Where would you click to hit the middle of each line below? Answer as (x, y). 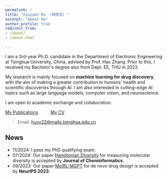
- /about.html (20, 38)
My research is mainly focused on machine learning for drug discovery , (80, 77)
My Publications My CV (35, 112)
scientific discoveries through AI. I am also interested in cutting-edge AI (79, 87)
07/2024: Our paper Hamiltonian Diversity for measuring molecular (81, 155)
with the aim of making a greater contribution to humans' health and (75, 82)
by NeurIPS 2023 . (31, 171)
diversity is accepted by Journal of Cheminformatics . (68, 160)
